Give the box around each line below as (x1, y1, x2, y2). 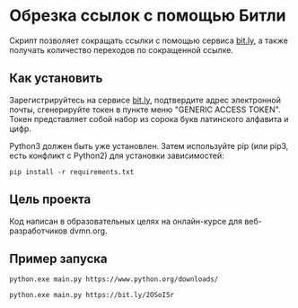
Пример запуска (9, 251, 108, 266)
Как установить (9, 71, 103, 86)
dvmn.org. (69, 225, 108, 236)
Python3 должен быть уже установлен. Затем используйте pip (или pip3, (9, 140, 289, 151)
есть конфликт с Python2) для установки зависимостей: (9, 150, 224, 161)
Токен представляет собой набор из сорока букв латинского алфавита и (9, 113, 289, 124)
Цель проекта (9, 192, 92, 207)
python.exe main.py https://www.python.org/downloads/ (9, 275, 219, 284)
